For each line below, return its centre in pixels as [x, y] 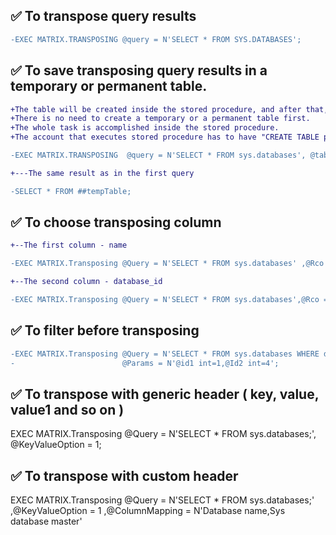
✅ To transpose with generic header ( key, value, [165, 394]
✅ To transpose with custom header [124, 475]
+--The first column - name [69, 245]
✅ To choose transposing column [116, 222]
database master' [46, 521]
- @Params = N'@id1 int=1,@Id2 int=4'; [145, 363]
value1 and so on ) [67, 409]
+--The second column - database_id [86, 282]
